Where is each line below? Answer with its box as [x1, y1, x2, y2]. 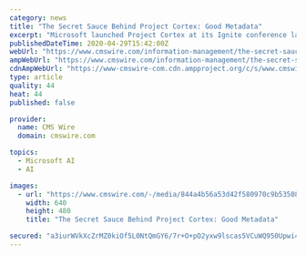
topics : [9, 148, 39, 158]
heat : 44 [9, 89, 43, 98]
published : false [9, 97, 76, 107]
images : [9, 181, 39, 190]
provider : [9, 115, 47, 124]
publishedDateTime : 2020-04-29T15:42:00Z [9, 38, 169, 48]
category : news [9, 13, 67, 23]
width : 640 [25, 198, 67, 208]
